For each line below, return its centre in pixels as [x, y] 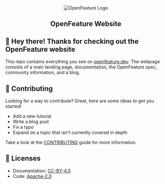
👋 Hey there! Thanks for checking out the [72, 41]
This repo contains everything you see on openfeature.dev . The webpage [82, 62]
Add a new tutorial [32, 116]
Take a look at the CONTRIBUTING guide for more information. [71, 143]
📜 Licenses [23, 158]
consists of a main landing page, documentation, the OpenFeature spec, [81, 67]
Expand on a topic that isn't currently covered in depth [70, 132]
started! [14, 106]
